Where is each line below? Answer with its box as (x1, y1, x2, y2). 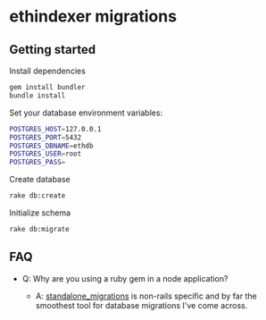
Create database (9, 174, 71, 185)
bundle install (9, 91, 66, 100)
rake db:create (9, 191, 66, 200)
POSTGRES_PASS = (9, 158, 66, 167)
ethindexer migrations (9, 6, 177, 27)
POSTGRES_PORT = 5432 (9, 132, 82, 142)
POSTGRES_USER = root (9, 149, 82, 158)
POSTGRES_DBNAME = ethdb (9, 141, 94, 150)
